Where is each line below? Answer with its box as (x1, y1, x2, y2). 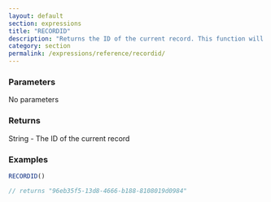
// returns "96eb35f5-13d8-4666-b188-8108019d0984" (8, 187, 187, 195)
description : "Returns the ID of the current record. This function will (8, 34, 264, 43)
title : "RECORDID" (8, 27, 71, 35)
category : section (8, 42, 71, 50)
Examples (8, 153, 49, 165)
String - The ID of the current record (8, 133, 130, 143)
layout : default (8, 11, 63, 20)
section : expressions (8, 19, 82, 28)
